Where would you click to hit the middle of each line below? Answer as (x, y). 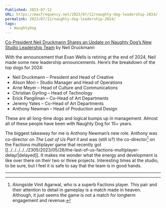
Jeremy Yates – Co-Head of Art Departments (58, 104)
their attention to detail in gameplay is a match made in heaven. (77, 190)
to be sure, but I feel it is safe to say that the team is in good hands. (73, 165)
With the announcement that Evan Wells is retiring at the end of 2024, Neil (81, 57)
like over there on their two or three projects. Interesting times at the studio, (82, 160)
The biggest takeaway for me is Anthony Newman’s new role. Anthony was (81, 133)
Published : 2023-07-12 (28, 10)
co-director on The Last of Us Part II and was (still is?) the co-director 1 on (80, 139)
